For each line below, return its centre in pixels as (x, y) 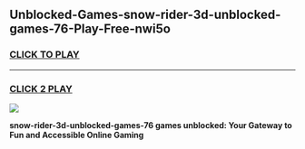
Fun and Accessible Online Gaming (77, 135)
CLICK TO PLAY (44, 55)
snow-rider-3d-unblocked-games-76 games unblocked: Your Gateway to (151, 125)
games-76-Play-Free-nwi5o (90, 29)
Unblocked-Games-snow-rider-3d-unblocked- (145, 15)
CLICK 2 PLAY (41, 88)
